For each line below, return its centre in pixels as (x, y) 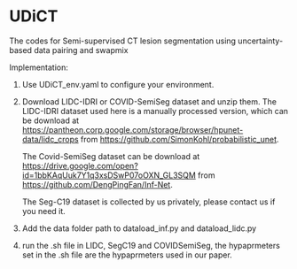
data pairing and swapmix (81, 50)
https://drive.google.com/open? (80, 165)
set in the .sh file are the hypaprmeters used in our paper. (127, 255)
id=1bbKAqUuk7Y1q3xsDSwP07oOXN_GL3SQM (109, 175)
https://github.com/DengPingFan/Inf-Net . (97, 184)
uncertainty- (261, 41)
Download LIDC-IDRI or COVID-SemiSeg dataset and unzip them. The (149, 101)
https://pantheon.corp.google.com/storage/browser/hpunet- (133, 129)
